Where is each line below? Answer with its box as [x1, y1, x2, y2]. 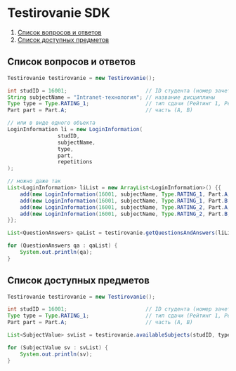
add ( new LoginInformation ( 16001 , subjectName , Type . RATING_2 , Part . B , [20, 210, 231, 217]
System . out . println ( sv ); [20, 351, 93, 358]
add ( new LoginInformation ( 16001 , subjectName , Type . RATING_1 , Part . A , [20, 191, 231, 198]
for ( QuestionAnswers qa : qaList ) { [7, 242, 118, 250]
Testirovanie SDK [7, 5, 110, 21]
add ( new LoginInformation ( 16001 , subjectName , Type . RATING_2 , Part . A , [20, 203, 231, 211]
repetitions [57, 158, 93, 166]
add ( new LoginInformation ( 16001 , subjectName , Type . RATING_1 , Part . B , [20, 197, 231, 204]
